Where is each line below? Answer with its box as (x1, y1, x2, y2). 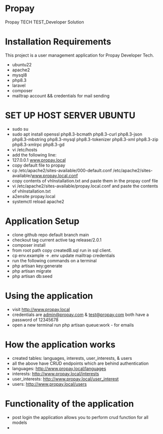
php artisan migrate (12, 268, 52, 274)
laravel (12, 82, 26, 88)
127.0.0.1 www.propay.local (12, 157, 66, 163)
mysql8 (12, 72, 27, 78)
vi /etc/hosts (12, 147, 37, 153)
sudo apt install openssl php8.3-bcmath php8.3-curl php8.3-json (12, 131, 143, 137)
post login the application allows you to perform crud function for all (12, 414, 148, 420)
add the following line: (12, 152, 57, 158)
